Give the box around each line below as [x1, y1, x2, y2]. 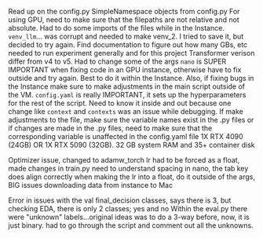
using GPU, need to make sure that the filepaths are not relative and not [8, 15, 239, 24]
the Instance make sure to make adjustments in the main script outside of [8, 82, 246, 91]
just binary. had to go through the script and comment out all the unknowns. [8, 221, 254, 230]
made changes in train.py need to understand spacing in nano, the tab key [8, 164, 249, 173]
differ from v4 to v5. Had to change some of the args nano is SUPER [8, 57, 227, 66]
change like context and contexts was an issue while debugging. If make [8, 107, 243, 116]
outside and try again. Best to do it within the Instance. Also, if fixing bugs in [8, 74, 254, 82]
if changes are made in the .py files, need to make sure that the [8, 123, 213, 133]
